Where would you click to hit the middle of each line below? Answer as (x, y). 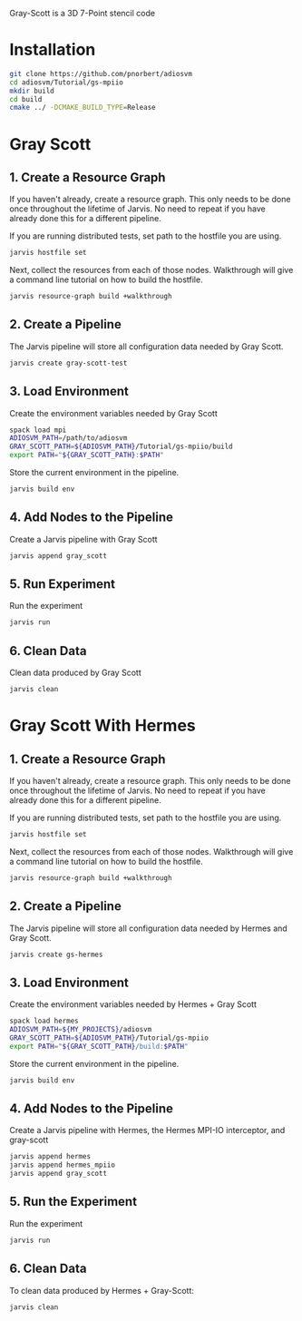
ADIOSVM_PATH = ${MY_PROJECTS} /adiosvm (81, 1030)
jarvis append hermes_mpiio (63, 1165)
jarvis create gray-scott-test (68, 363)
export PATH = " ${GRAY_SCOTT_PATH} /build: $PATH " (99, 1046)
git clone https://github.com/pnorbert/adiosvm (101, 73)
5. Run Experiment (63, 584)
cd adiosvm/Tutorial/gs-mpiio (67, 82)
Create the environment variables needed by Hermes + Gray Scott (133, 1004)
